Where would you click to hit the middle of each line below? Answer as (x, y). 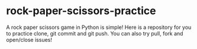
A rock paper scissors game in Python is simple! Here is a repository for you (99, 27)
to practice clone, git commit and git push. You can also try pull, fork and (95, 33)
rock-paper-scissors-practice (81, 11)
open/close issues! (29, 40)
